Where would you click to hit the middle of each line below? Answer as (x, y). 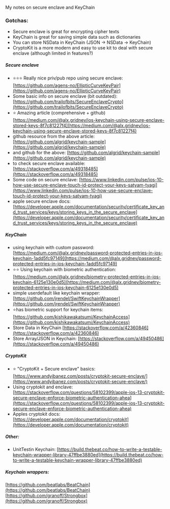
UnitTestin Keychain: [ (35, 449)
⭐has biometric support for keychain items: (58, 310)
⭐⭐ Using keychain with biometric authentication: (64, 270)
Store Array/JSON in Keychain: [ (46, 339)
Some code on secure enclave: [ (47, 180)
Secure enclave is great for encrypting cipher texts (66, 32)
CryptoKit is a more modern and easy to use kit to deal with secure (83, 48)
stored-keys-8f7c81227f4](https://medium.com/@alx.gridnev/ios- (81, 126)
